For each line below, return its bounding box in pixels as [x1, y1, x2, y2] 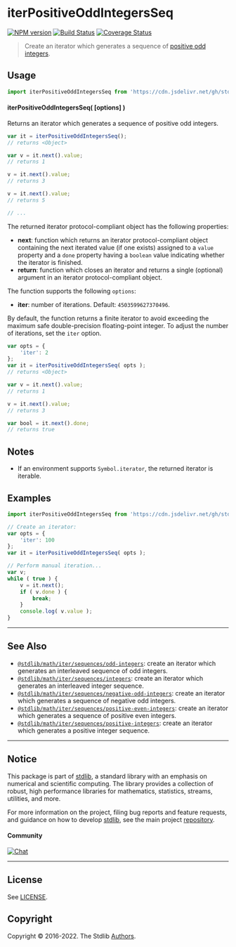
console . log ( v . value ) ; [20, 608, 93, 615]
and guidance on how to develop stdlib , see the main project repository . [7, 815, 216, 823]
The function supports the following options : [7, 287, 137, 295]
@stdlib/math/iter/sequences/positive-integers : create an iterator [17, 719, 213, 727]
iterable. [17, 472, 42, 481]
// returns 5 [7, 197, 46, 204]
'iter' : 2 [20, 349, 49, 356]
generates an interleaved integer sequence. [17, 681, 144, 690]
